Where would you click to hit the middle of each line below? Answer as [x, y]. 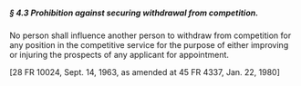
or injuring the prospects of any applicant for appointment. [119, 54]
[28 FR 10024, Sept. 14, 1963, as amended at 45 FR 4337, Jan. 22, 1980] [145, 72]
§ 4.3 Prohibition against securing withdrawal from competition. [134, 13]
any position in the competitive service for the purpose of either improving [149, 44]
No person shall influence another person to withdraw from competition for [150, 35]
